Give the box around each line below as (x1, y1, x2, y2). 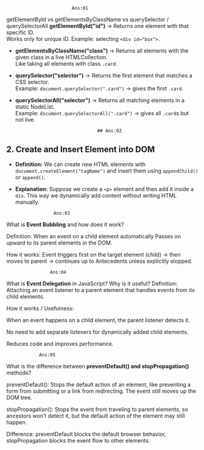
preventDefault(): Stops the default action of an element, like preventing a (6, 380, 191, 388)
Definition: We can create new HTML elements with (15, 160, 146, 168)
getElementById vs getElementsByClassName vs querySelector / (6, 16, 169, 23)
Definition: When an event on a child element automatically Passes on (6, 232, 181, 240)
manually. (15, 198, 40, 205)
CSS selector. (15, 79, 50, 85)
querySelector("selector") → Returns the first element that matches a (15, 72, 193, 79)
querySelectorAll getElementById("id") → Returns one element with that (6, 23, 189, 29)
